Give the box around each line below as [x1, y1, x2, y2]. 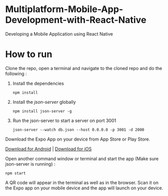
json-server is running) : [5, 161, 56, 167]
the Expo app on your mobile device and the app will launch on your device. [5, 185, 163, 191]
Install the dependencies [12, 80, 64, 86]
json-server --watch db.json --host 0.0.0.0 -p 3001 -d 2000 [12, 127, 145, 132]
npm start [5, 170, 26, 176]
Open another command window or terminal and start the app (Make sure [5, 155, 159, 162]
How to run [5, 49, 53, 60]
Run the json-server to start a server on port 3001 [12, 117, 116, 123]
